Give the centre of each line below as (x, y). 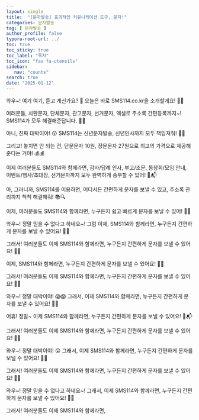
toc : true (18, 45)
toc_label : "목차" (28, 56)
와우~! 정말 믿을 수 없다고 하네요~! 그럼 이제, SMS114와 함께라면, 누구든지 (91, 224)
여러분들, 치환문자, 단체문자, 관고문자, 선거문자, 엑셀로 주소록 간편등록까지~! (94, 113)
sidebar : (17, 67)
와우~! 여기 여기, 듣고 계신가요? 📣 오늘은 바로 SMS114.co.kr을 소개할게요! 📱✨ (95, 101)
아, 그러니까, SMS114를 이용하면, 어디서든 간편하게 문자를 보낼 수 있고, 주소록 (95, 189)
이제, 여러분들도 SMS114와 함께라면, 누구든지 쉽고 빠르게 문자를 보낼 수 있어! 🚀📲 (99, 211)
